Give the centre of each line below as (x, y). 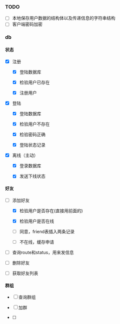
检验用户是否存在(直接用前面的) (51, 211)
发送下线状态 (32, 176)
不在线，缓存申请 (37, 242)
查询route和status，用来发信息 (43, 252)
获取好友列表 (25, 273)
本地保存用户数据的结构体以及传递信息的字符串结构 (64, 18)
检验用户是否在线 (37, 221)
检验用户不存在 (35, 124)
